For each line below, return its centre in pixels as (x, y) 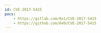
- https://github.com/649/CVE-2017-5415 (55, 23)
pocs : (10, 14)
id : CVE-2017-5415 (23, 9)
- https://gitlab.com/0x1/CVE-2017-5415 (55, 18)
